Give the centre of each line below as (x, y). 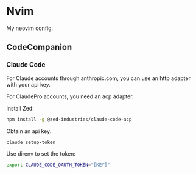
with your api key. (28, 84)
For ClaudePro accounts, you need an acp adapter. (70, 96)
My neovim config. (30, 28)
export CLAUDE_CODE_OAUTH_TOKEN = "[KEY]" (58, 165)
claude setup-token (31, 142)
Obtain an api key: (29, 131)
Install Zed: (20, 108)
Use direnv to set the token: (41, 154)
